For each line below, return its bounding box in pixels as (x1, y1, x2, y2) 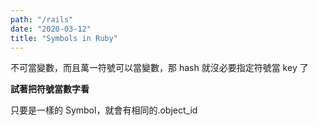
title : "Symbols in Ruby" (10, 33, 118, 43)
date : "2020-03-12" (10, 24, 92, 34)
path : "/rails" (10, 14, 74, 25)
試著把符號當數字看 (10, 83, 90, 95)
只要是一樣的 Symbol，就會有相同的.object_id (10, 104, 198, 116)
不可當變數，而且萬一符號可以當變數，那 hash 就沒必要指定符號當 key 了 (10, 62, 309, 74)
